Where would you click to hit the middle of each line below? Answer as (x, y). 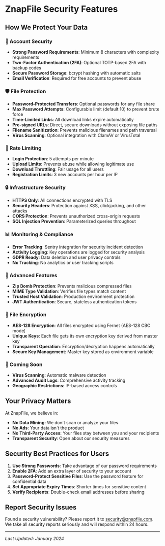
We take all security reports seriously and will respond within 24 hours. (77, 524)
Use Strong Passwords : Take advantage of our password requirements (84, 466)
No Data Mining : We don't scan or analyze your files (65, 422)
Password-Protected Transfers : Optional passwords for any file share (83, 104)
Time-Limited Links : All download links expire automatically (73, 120)
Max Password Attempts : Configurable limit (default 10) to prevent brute (86, 109)
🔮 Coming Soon (24, 364)
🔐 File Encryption (26, 315)
